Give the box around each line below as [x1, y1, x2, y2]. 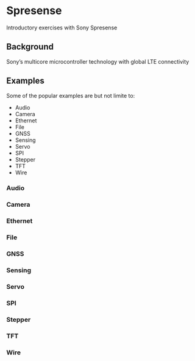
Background [6, 42, 54, 52]
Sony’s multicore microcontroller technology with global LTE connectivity [6, 58, 190, 65]
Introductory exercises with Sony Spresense [6, 24, 118, 31]
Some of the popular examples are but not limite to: [6, 92, 135, 99]
